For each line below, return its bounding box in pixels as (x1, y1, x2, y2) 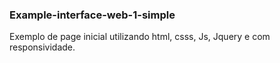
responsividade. (9, 41, 76, 53)
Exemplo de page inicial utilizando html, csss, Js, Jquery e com (9, 31, 271, 43)
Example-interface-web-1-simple (9, 8, 176, 22)
